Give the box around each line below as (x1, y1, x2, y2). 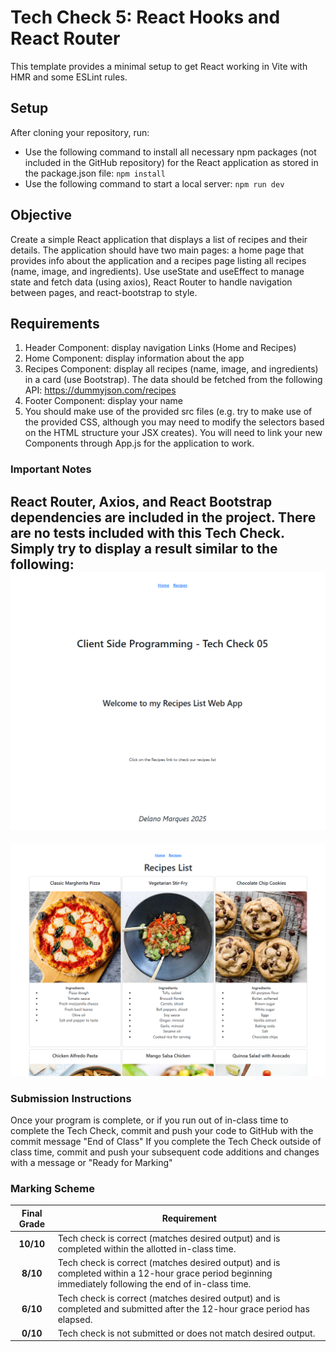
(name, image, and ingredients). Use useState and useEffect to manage (10, 265, 305, 277)
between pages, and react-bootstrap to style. (10, 286, 198, 298)
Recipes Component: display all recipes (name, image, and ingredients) (24, 363, 319, 375)
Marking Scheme (10, 1181, 95, 1195)
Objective (10, 207, 73, 224)
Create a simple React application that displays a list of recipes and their (10, 233, 308, 245)
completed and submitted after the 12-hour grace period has (57, 1302, 310, 1315)
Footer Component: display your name (24, 395, 184, 407)
